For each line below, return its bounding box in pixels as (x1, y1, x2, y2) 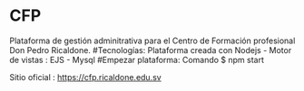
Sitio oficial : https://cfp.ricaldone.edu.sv (9, 71, 162, 82)
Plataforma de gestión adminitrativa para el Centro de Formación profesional (9, 35, 296, 46)
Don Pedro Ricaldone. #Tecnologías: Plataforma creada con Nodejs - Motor (9, 44, 292, 55)
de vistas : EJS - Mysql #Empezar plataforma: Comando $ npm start (9, 54, 265, 65)
